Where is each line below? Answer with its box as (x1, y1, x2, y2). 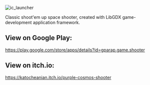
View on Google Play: (5, 34, 73, 42)
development (5, 20, 32, 25)
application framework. (33, 20, 80, 25)
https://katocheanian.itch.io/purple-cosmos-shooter (5, 74, 111, 80)
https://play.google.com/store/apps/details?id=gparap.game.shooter (5, 47, 145, 53)
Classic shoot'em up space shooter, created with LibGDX (5, 14, 121, 20)
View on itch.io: (5, 61, 54, 70)
